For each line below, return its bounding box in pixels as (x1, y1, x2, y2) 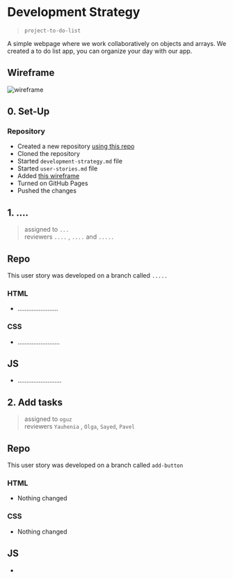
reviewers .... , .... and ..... (24, 232, 115, 241)
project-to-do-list (24, 27, 81, 34)
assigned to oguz (24, 415, 72, 423)
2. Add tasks (7, 396, 63, 408)
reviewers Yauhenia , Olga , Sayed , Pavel (24, 422, 136, 431)
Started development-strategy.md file (17, 157, 123, 166)
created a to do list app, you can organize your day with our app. (7, 47, 193, 55)
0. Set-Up (7, 106, 50, 118)
